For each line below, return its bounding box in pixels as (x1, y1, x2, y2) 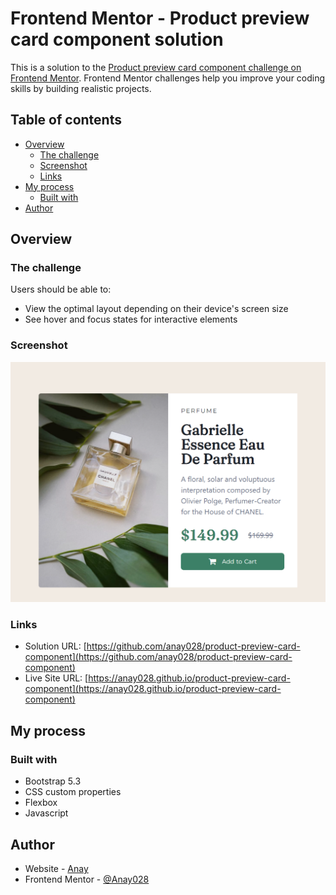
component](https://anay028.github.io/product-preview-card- (24, 683, 282, 695)
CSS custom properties (24, 786, 122, 798)
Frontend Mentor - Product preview (10, 7, 310, 30)
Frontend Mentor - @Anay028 (24, 873, 150, 885)
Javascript (24, 807, 69, 819)
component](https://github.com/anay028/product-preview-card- (24, 651, 293, 663)
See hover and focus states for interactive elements (24, 313, 238, 326)
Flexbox (24, 797, 58, 809)
